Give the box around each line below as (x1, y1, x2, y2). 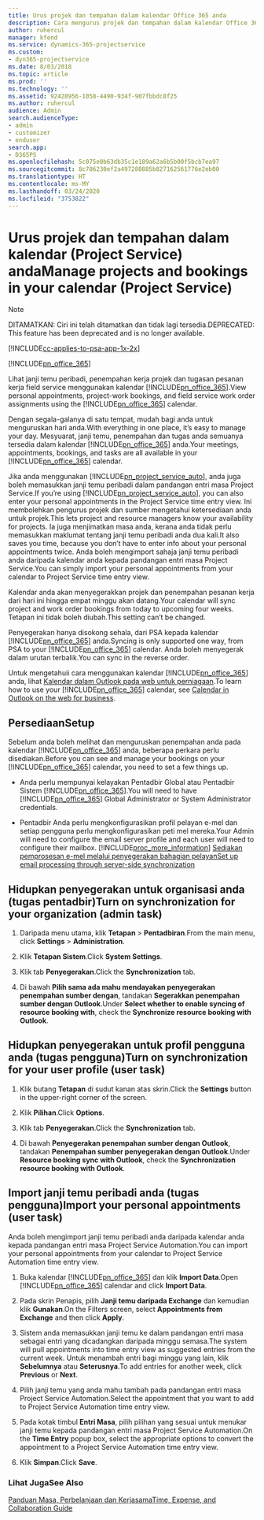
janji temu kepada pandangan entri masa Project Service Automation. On (19, 1425, 253, 1435)
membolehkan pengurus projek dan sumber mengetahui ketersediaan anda (8, 505, 251, 515)
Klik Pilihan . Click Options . (19, 1108, 104, 1117)
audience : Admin (8, 107, 61, 115)
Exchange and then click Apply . (19, 1313, 124, 1322)
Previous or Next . (19, 1369, 79, 1379)
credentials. (19, 803, 58, 812)
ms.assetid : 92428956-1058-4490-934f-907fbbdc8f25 (8, 92, 178, 100)
